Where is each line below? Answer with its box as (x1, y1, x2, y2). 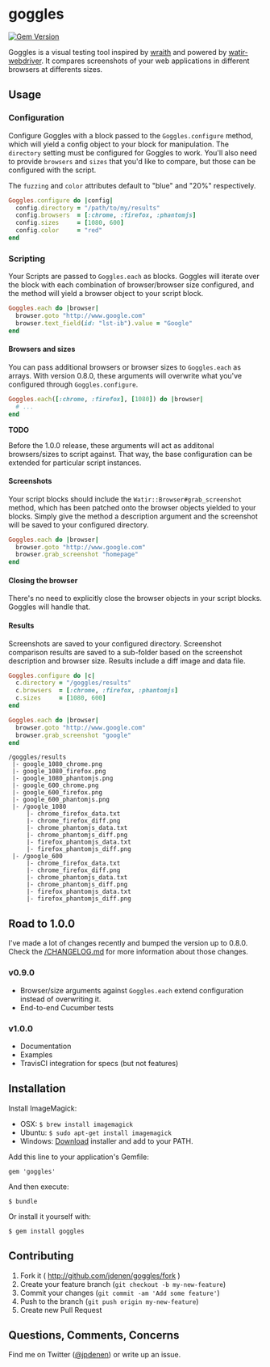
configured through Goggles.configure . (8, 379, 139, 389)
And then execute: (8, 1182, 69, 1191)
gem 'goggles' (8, 1167, 56, 1175)
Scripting (8, 252, 46, 264)
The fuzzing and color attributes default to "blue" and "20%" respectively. (8, 180, 256, 190)
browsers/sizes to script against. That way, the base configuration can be (8, 449, 253, 459)
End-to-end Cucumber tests (19, 1002, 114, 1012)
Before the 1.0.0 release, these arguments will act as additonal (8, 440, 214, 450)
